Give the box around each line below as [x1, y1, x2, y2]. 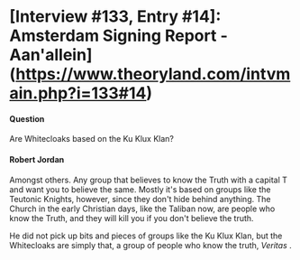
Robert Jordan [9, 153, 65, 164]
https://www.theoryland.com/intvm [15, 64, 291, 85]
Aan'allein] [9, 45, 93, 65]
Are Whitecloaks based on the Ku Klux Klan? [9, 134, 174, 144]
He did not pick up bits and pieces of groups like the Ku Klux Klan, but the [9, 230, 283, 241]
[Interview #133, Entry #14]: [9, 6, 222, 27]
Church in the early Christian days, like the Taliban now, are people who [9, 203, 276, 214]
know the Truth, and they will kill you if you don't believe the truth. [9, 212, 254, 223]
